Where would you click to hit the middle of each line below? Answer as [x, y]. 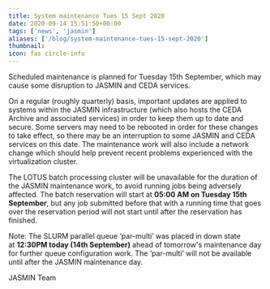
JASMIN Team [32, 278]
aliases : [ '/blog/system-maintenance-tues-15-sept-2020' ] [108, 39]
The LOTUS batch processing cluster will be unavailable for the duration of [133, 177]
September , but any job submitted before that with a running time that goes [135, 203]
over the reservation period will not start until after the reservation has [125, 211]
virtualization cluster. [43, 162]
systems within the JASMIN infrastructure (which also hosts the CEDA [125, 110]
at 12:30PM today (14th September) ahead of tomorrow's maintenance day [135, 245]
